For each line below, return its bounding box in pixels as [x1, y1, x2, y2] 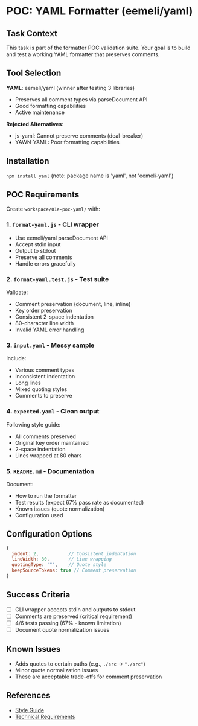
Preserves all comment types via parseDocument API [14, 95, 148, 103]
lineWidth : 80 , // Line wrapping [11, 556, 112, 562]
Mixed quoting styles [14, 386, 68, 393]
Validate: [6, 288, 28, 296]
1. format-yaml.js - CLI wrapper [6, 220, 100, 229]
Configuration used [14, 511, 63, 518]
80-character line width [14, 320, 74, 327]
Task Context [6, 28, 57, 39]
